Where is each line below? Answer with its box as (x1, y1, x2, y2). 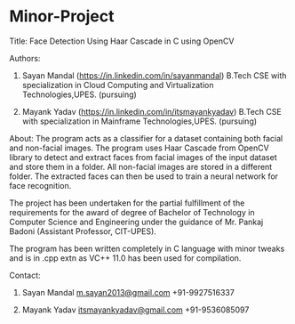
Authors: (9, 53, 41, 63)
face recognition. (9, 180, 72, 190)
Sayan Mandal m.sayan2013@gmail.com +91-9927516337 (21, 287, 235, 297)
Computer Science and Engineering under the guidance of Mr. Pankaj (9, 216, 264, 227)
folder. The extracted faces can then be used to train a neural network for (9, 171, 278, 182)
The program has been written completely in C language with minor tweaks (9, 243, 285, 254)
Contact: (9, 270, 42, 280)
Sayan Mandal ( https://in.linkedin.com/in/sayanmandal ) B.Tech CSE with (21, 69, 287, 81)
